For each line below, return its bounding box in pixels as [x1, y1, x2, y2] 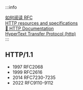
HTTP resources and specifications [5, 20, 78, 26]
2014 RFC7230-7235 [12, 74, 56, 80]
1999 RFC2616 [12, 69, 42, 75]
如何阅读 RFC [5, 14, 33, 20]
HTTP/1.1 [5, 50, 33, 59]
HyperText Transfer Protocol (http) [5, 31, 76, 36]
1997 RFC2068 [12, 63, 43, 69]
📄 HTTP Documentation [5, 25, 54, 31]
